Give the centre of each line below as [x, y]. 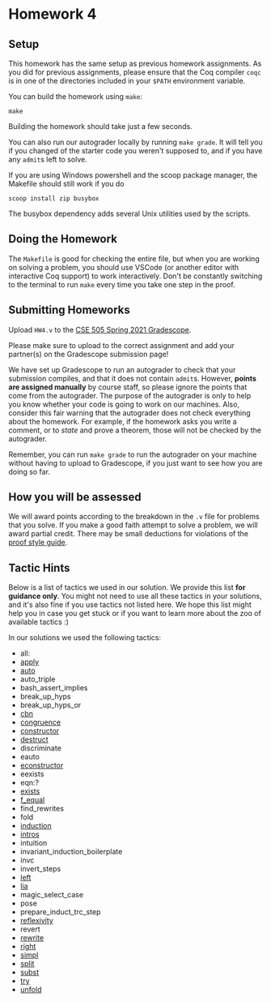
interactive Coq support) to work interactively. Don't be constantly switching [135, 276]
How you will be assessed [75, 497]
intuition [34, 843]
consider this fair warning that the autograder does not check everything [129, 413]
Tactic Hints [39, 568]
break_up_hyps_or [51, 705]
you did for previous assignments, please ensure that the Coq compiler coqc [135, 72]
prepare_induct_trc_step [60, 912]
